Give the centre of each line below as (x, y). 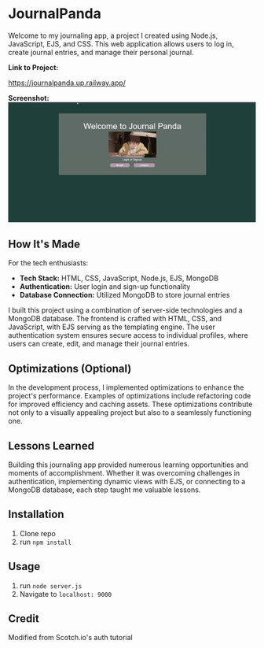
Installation (36, 515)
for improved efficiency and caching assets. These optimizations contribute (130, 404)
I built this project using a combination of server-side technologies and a (125, 310)
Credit (24, 618)
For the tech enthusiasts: (48, 263)
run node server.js (51, 585)
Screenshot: (29, 98)
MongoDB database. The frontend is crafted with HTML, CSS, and (115, 319)
